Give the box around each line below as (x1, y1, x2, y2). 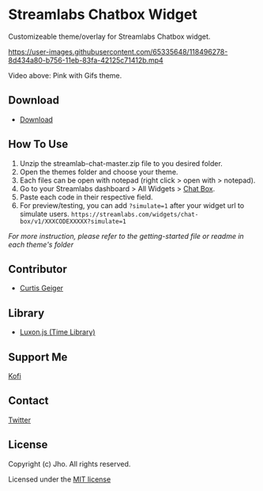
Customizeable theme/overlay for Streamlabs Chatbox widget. (8, 32, 211, 41)
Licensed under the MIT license (8, 474, 111, 484)
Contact (8, 394, 49, 408)
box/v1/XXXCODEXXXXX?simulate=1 (19, 217, 126, 225)
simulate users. (19, 209, 70, 218)
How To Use (8, 138, 69, 151)
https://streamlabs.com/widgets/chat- (70, 210, 199, 218)
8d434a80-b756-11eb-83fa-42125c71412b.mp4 (8, 55, 163, 65)
